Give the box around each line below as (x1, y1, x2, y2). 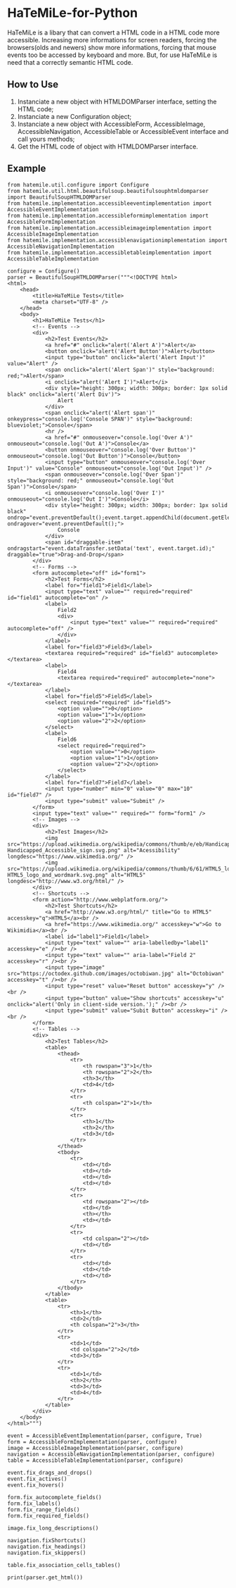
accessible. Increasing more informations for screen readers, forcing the (7, 35, 217, 44)
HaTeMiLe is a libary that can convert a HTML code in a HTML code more (7, 28, 220, 37)
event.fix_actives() (7, 1475, 68, 1482)
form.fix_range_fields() (7, 1506, 80, 1513)
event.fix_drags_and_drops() (7, 1469, 93, 1476)
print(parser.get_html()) (7, 1574, 83, 1581)
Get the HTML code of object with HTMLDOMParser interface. (17, 142, 199, 151)
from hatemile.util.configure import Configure (7, 181, 150, 188)
